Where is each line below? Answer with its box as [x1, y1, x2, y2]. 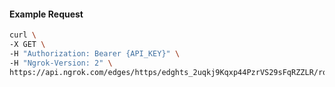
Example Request [9, 8, 84, 20]
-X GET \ [9, 40, 46, 50]
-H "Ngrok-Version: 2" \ [9, 58, 113, 68]
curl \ [9, 30, 37, 40]
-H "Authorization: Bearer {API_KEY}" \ [9, 48, 181, 59]
